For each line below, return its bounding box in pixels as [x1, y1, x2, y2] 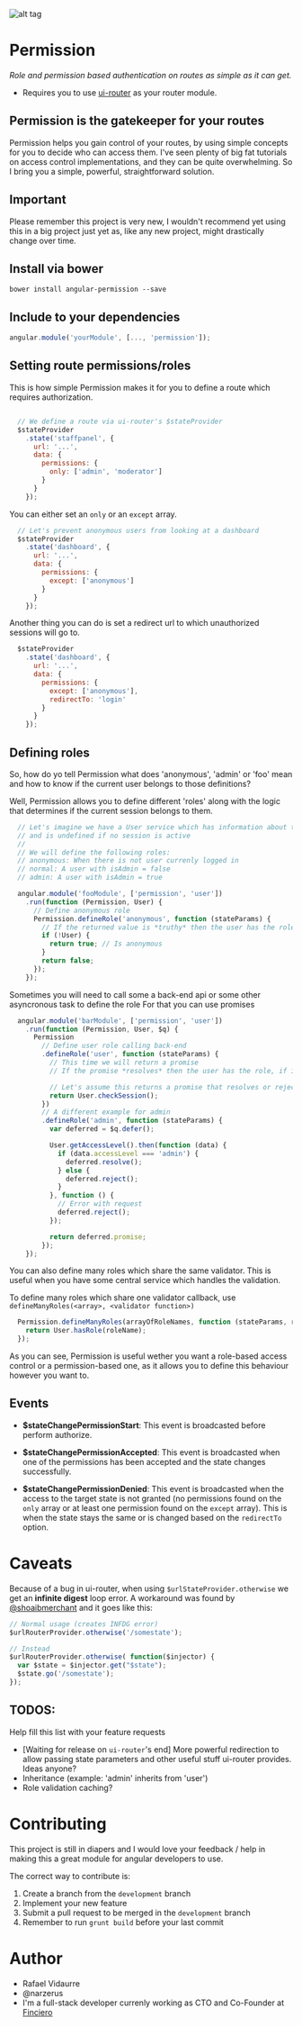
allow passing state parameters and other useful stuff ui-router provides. [22, 1753, 292, 1764]
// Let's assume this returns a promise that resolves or [49, 1082, 271, 1091]
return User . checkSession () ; [49, 1090, 159, 1100]
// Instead [9, 1644, 50, 1653]
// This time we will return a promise [49, 1058, 200, 1067]
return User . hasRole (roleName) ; [25, 1326, 147, 1335]
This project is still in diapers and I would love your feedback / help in [9, 1843, 266, 1854]
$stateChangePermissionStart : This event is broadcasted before [22, 1419, 266, 1431]
